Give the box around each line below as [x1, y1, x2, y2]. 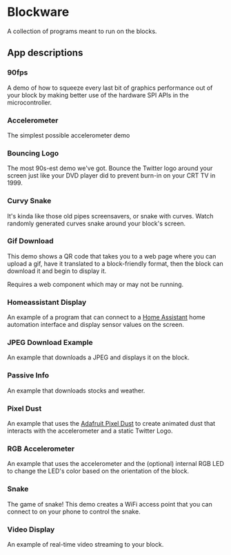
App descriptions [7, 47, 83, 59]
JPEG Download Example [7, 338, 93, 348]
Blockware [7, 4, 70, 20]
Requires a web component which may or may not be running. [7, 280, 184, 288]
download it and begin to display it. [7, 267, 107, 275]
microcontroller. [7, 98, 52, 106]
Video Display [7, 525, 55, 534]
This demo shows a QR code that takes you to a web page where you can [7, 252, 217, 260]
